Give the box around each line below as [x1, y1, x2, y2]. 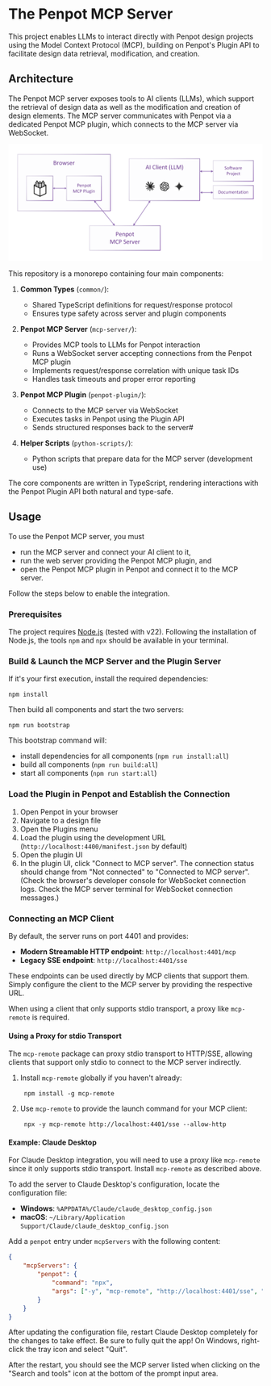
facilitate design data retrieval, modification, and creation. [8, 48, 200, 58]
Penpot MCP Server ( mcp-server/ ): [19, 325, 137, 334]
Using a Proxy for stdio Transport [8, 1031, 123, 1041]
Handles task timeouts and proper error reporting [31, 375, 196, 384]
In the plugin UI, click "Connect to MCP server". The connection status [19, 858, 255, 868]
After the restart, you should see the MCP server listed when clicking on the [8, 1360, 261, 1370]
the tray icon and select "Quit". [25, 1345, 127, 1355]
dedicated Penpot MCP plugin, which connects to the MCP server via [8, 119, 239, 129]
